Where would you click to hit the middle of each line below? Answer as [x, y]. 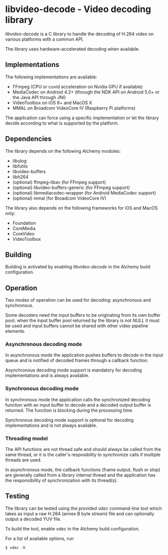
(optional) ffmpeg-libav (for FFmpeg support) [59, 182]
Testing [17, 496]
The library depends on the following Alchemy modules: [63, 151]
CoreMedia [24, 228]
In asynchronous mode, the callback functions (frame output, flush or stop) [83, 470]
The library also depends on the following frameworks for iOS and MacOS [81, 208]
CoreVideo [24, 234]
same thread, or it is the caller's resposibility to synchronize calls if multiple [83, 455]
